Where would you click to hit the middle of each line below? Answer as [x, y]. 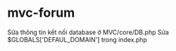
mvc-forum [41, 13]
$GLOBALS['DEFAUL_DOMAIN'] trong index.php [77, 39]
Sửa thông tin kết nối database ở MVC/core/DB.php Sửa [88, 32]
